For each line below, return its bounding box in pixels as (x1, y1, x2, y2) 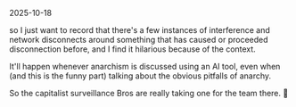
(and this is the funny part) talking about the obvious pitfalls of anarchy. (9, 70, 272, 81)
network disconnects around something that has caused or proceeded (9, 35, 269, 45)
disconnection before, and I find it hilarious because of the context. (9, 44, 256, 54)
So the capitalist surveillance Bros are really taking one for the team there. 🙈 (9, 88, 289, 98)
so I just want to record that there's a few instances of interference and (9, 25, 270, 35)
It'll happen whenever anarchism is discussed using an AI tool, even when (9, 62, 281, 71)
